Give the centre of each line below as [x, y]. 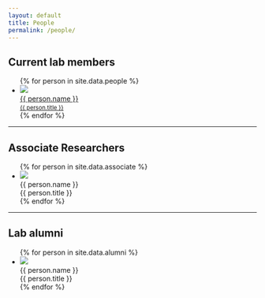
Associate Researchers [67, 148]
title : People [32, 23]
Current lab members [62, 62]
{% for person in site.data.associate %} [84, 167]
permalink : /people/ [42, 30]
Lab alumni [36, 233]
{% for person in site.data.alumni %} [78, 252]
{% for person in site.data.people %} [79, 81]
